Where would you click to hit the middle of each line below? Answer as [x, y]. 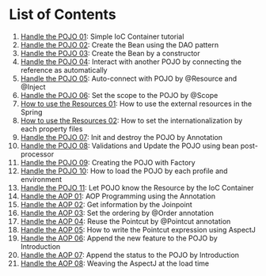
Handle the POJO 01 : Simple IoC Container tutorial [102, 36]
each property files [51, 129]
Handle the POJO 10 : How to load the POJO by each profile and [124, 171]
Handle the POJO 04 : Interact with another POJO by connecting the [131, 62]
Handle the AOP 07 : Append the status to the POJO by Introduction [130, 255]
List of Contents [63, 15]
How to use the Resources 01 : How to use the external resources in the [136, 104]
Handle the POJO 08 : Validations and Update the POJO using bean [129, 146]
